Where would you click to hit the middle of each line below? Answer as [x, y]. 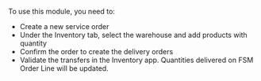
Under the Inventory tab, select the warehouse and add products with [133, 35]
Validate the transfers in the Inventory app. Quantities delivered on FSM [136, 60]
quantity [33, 43]
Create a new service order [64, 26]
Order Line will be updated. [64, 68]
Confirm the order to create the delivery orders [96, 52]
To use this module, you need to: [61, 11]
